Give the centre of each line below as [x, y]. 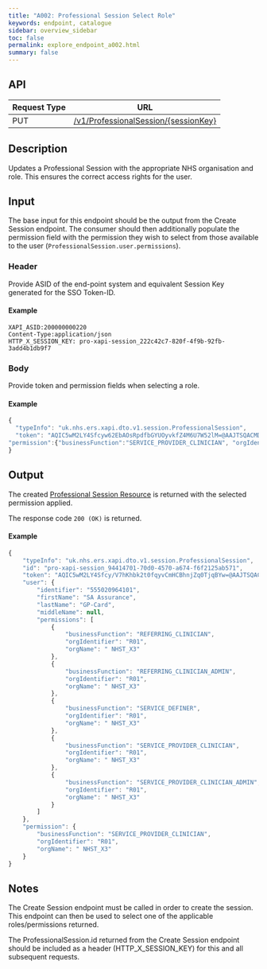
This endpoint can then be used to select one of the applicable [111, 916]
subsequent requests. [44, 957]
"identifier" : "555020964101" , [89, 590]
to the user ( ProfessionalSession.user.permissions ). [95, 246]
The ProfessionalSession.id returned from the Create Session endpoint [124, 940]
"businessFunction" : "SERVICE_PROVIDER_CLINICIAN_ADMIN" [161, 782]
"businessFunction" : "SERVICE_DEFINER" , [133, 709]
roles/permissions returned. [54, 924]
